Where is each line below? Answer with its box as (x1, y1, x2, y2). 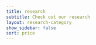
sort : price (6, 30, 35, 36)
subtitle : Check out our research (6, 14, 91, 20)
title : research (6, 8, 46, 15)
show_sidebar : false (6, 25, 57, 31)
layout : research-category (6, 19, 72, 25)
